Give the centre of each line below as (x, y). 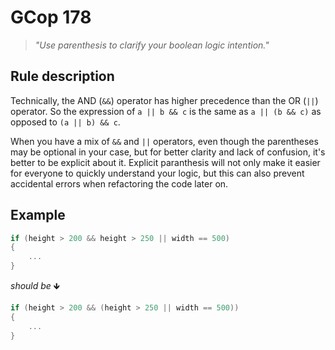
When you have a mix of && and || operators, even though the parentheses (164, 141)
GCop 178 (51, 17)
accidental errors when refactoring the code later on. (119, 183)
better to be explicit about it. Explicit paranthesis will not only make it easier (165, 162)
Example (38, 215)
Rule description (62, 76)
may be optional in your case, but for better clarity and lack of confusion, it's (168, 152)
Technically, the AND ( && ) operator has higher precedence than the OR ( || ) (164, 100)
